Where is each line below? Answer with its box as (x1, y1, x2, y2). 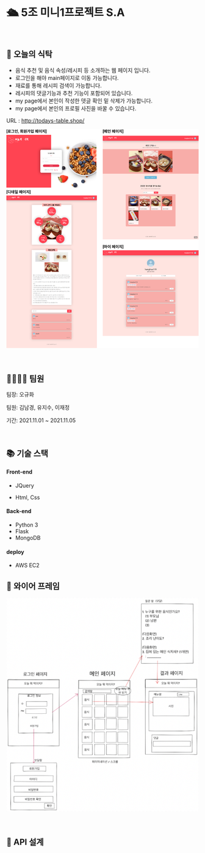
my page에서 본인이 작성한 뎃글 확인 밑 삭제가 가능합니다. (15, 97, 153, 104)
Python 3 (15, 521, 38, 528)
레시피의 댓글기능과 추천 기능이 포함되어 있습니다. (15, 89, 133, 96)
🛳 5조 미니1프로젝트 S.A (6, 5, 125, 20)
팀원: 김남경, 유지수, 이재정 (6, 404, 70, 411)
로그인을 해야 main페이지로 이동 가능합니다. (15, 74, 119, 81)
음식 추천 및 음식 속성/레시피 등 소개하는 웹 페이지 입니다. (15, 67, 151, 74)
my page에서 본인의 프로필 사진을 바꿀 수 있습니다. (15, 104, 137, 112)
